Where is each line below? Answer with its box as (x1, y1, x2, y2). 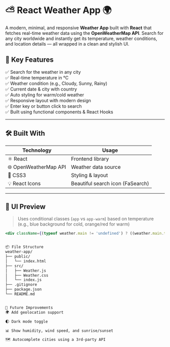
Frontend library (70, 155, 109, 162)
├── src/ (5, 263, 24, 269)
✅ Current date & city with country (5, 86, 77, 92)
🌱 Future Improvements (5, 305, 53, 310)
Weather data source (70, 163, 121, 170)
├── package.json (5, 287, 42, 292)
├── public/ (5, 254, 30, 259)
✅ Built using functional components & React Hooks (5, 109, 113, 115)
